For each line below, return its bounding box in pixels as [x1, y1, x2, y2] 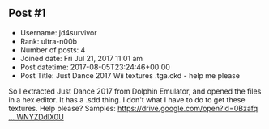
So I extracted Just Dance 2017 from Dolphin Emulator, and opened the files [8, 86, 262, 96]
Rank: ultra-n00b [19, 36, 78, 46]
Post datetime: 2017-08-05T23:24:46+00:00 [19, 62, 170, 72]
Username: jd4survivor [19, 27, 97, 37]
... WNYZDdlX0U [8, 112, 65, 122]
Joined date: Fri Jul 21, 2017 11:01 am [19, 53, 143, 63]
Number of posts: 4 [19, 44, 86, 55]
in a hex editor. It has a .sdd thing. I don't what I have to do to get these [8, 94, 246, 104]
